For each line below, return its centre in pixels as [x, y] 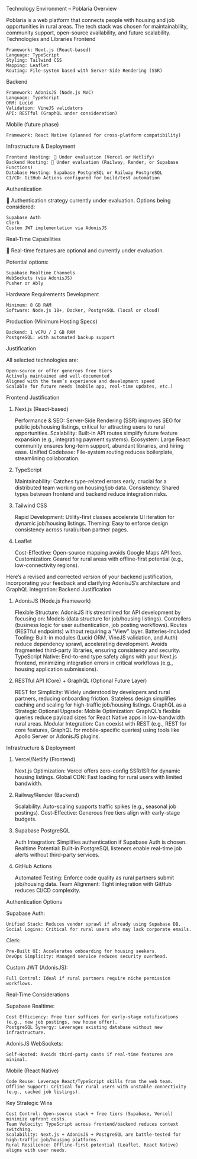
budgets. [25, 819]
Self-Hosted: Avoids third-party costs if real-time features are [90, 1054]
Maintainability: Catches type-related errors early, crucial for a [91, 481]
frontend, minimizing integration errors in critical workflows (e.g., [94, 663]
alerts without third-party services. [57, 855]
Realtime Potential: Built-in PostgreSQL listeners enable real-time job [98, 848]
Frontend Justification [33, 398]
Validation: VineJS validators [45, 108]
